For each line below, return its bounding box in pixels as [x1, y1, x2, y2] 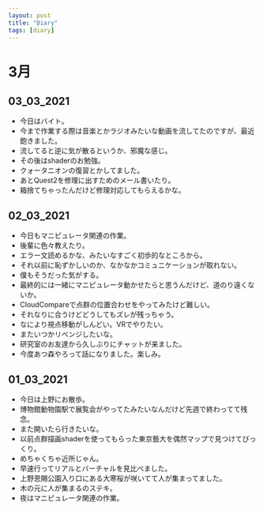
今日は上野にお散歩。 [19, 395, 89, 403]
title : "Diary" [8, 19, 58, 27]
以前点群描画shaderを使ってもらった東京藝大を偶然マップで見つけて [19, 434, 242, 443]
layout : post [8, 11, 51, 20]
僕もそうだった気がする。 [19, 270, 103, 280]
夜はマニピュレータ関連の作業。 [19, 493, 124, 502]
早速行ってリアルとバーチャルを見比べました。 [19, 463, 172, 473]
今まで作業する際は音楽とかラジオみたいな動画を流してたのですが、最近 [19, 126, 255, 136]
